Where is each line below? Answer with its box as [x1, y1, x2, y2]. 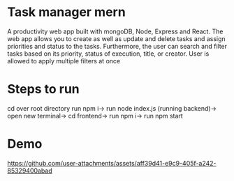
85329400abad [7, 166, 52, 175]
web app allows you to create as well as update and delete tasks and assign [7, 34, 226, 42]
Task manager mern [7, 4, 126, 20]
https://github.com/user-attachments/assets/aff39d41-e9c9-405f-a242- [7, 159, 217, 167]
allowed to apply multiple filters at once [7, 56, 121, 65]
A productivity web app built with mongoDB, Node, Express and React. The [7, 27, 224, 36]
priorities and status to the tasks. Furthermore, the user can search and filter [7, 42, 228, 50]
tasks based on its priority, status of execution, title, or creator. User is [7, 49, 210, 58]
